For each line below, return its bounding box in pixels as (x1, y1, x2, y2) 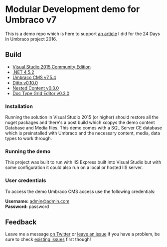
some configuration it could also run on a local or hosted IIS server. (5, 164, 143, 170)
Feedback (5, 218, 37, 226)
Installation (5, 102, 33, 109)
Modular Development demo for (5, 3, 140, 15)
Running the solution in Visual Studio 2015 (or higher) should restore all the (5, 114, 159, 120)
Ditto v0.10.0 (12, 79, 38, 85)
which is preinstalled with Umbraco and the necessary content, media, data (5, 130, 161, 136)
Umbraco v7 (5, 14, 57, 25)
